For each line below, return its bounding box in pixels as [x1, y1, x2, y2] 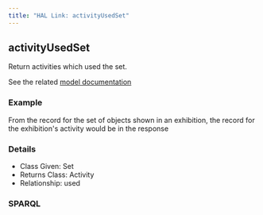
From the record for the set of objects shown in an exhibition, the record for [8, 115, 256, 125]
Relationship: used [19, 179, 81, 188]
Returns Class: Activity [19, 170, 95, 179]
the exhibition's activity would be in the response [8, 124, 169, 133]
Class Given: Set [19, 162, 74, 171]
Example [8, 97, 43, 108]
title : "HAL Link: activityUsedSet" [8, 11, 130, 20]
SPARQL [8, 198, 41, 209]
